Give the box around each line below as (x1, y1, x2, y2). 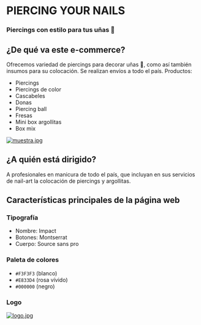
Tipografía (6, 213, 39, 222)
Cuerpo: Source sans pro (15, 240, 79, 248)
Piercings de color (15, 85, 62, 93)
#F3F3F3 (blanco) (15, 269, 58, 277)
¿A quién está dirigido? (6, 155, 97, 165)
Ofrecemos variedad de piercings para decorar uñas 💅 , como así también (6, 61, 192, 68)
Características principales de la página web (6, 195, 180, 205)
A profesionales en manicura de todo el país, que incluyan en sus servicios (6, 170, 195, 178)
